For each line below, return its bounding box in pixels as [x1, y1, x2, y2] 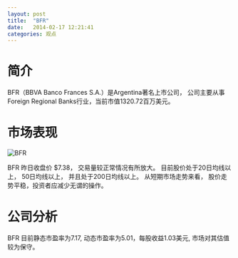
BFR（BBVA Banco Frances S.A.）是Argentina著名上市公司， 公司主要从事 [7, 88, 225, 97]
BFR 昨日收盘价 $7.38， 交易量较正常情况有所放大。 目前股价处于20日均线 [7, 163, 225, 172]
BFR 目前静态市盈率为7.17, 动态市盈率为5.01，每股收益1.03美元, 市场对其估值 [7, 234, 230, 242]
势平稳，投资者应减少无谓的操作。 [7, 181, 108, 190]
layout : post [7, 10, 46, 18]
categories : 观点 [7, 30, 57, 38]
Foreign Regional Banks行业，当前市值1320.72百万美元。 [7, 97, 175, 105]
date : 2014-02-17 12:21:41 [7, 24, 94, 31]
